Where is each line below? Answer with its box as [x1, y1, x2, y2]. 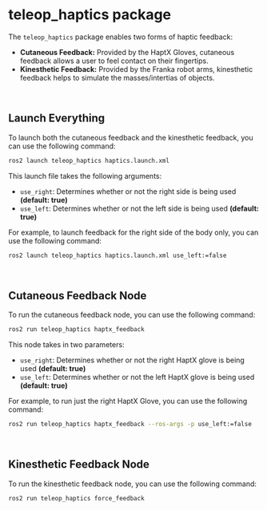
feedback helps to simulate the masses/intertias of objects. [19, 73, 215, 82]
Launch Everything [8, 112, 106, 125]
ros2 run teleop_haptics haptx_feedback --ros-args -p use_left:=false [8, 421, 252, 429]
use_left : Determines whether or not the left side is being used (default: [19, 204, 260, 213]
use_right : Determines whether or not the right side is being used [19, 186, 237, 196]
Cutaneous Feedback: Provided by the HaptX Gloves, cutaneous [19, 47, 235, 57]
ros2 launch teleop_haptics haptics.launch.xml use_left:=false [8, 251, 227, 259]
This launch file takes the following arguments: [8, 171, 162, 180]
